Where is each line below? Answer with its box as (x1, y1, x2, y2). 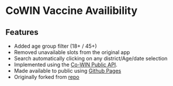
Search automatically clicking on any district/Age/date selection (13, 55, 168, 62)
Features (5, 27, 39, 37)
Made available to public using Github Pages (13, 67, 122, 74)
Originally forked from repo (13, 74, 79, 80)
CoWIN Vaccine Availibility (5, 4, 138, 17)
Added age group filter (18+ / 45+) (13, 42, 97, 49)
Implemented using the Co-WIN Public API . (13, 61, 117, 68)
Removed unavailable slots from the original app (13, 49, 130, 56)
